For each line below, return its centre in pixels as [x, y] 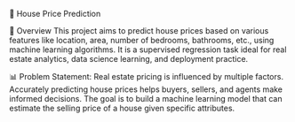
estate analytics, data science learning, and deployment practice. [129, 59]
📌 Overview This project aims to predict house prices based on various [139, 30]
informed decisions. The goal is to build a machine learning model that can [146, 99]
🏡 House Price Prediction [55, 14]
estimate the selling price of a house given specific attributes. [122, 108]
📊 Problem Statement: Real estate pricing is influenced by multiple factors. [147, 76]
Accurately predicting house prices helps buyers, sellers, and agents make [146, 89]
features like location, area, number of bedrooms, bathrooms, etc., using [142, 40]
